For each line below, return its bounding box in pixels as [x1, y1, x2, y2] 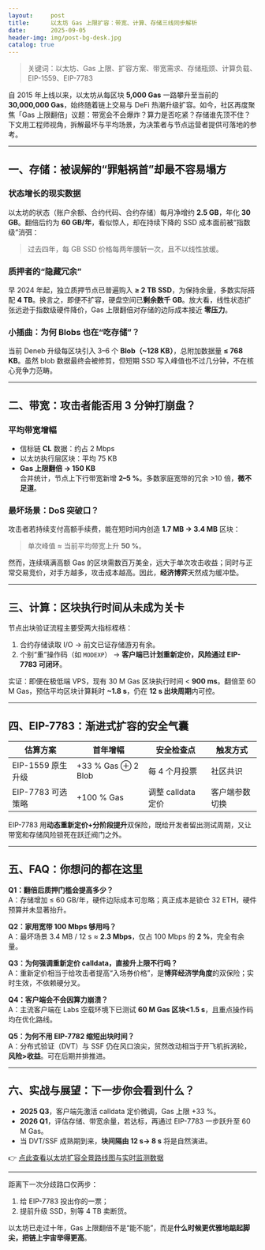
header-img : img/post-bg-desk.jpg [8, 33, 122, 42]
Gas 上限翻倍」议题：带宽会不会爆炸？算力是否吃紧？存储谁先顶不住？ [21, 110, 251, 119]
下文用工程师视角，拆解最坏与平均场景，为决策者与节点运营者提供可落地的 [8, 120, 250, 130]
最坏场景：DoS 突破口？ [8, 505, 99, 516]
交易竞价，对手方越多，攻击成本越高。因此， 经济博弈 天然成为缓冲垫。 [14, 568, 243, 578]
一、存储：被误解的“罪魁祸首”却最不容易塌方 [8, 163, 227, 176]
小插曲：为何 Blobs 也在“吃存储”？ [8, 327, 140, 338]
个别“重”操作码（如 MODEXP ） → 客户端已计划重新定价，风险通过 [19, 649, 226, 660]
